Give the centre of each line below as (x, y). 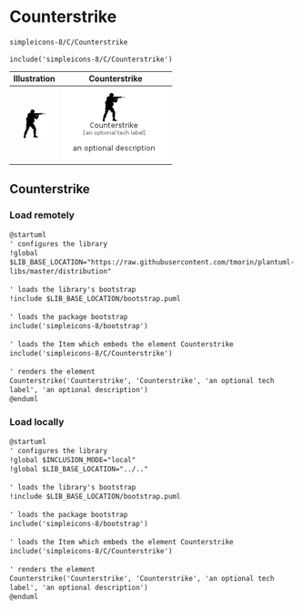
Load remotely (42, 214)
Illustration (35, 78)
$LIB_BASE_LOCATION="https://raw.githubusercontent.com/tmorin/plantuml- (152, 262)
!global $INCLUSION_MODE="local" (73, 460)
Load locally (37, 421)
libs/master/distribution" (61, 271)
